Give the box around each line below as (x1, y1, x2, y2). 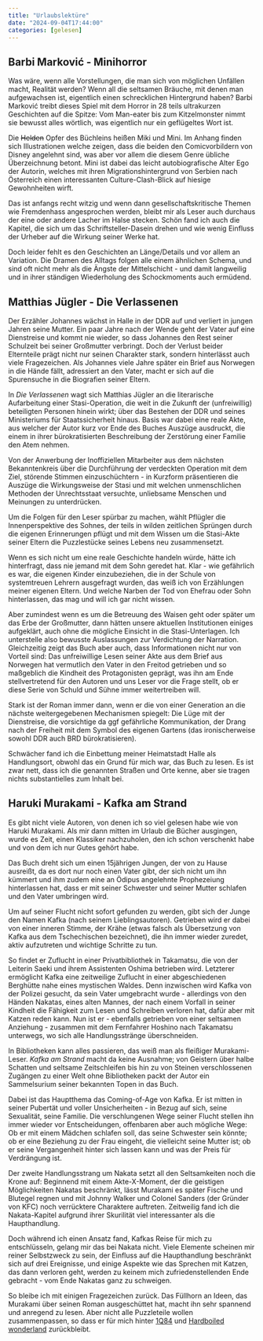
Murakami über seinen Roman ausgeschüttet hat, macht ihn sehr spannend (8, 1299, 251, 1309)
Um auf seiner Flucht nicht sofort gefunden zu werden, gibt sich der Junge (8, 907, 250, 916)
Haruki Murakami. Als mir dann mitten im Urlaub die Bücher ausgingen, (8, 826, 238, 835)
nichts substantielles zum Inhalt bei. (8, 774, 124, 783)
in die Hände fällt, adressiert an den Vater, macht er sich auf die (8, 367, 214, 375)
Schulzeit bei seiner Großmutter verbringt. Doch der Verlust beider (8, 342, 224, 350)
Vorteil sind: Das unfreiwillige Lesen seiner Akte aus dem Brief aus (8, 652, 223, 661)
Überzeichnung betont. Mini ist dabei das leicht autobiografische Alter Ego (8, 158, 250, 168)
